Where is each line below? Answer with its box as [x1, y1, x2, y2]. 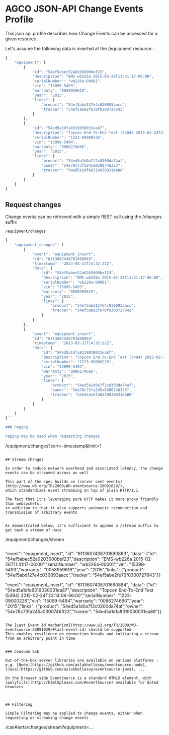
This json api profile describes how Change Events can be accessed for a [5, 30, 158, 36]
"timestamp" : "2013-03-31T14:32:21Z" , [32, 261, 114, 266]
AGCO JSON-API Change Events [5, 3, 143, 15]
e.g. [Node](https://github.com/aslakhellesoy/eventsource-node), [5, 662, 147, 667]
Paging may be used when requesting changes [5, 434, 100, 439]
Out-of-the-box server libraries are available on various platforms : [5, 658, 158, 663]
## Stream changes [5, 457, 44, 462]
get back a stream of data [5, 527, 62, 532]
